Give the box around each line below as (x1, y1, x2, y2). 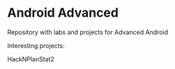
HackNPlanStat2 (7, 54, 54, 63)
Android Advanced (7, 5, 119, 21)
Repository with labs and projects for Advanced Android (7, 28, 169, 36)
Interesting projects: (7, 41, 65, 49)
